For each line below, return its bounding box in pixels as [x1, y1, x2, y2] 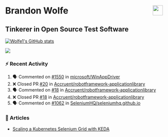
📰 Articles [5, 114, 30, 121]
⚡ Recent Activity [5, 60, 48, 67]
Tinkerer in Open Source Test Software [5, 25, 129, 33]
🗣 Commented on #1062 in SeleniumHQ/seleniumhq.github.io [12, 100, 141, 106]
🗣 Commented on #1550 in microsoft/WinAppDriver [12, 74, 120, 80]
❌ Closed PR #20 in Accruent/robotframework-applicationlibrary [12, 81, 145, 87]
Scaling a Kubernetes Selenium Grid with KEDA [12, 125, 110, 132]
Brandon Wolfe [5, 5, 68, 16]
